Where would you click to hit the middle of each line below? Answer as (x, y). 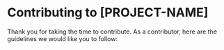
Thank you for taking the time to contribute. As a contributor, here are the (112, 32)
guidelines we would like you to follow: (63, 38)
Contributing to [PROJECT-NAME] (108, 13)
